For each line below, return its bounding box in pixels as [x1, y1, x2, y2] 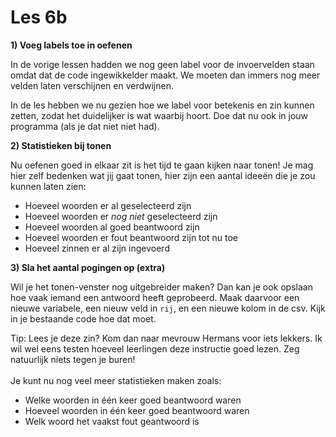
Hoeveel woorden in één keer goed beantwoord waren [24, 404, 250, 416]
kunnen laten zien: [10, 180, 87, 192]
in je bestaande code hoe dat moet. [10, 312, 157, 325]
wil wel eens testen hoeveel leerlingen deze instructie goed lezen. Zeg [10, 342, 300, 355]
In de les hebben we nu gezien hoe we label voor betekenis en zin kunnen [10, 99, 315, 111]
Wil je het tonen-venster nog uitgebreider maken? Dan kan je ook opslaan [10, 281, 313, 293]
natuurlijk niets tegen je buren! [10, 353, 136, 365]
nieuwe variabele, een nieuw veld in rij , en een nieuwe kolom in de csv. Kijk [10, 302, 326, 314]
